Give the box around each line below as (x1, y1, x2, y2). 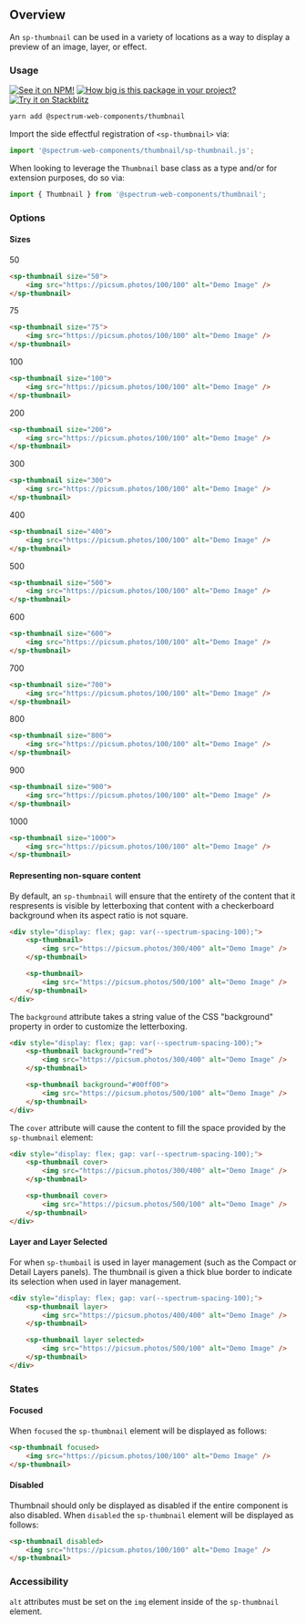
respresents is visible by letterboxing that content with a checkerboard (9, 899, 275, 910)
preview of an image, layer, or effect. (9, 41, 148, 52)
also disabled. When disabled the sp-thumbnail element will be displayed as (9, 1509, 294, 1520)
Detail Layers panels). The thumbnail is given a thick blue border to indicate (9, 1266, 293, 1277)
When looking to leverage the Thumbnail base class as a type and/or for (9, 162, 278, 173)
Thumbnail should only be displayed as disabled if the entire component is (9, 1499, 289, 1511)
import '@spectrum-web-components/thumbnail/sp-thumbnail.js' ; (9, 146, 255, 155)
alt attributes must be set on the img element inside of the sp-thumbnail (9, 1596, 280, 1607)
